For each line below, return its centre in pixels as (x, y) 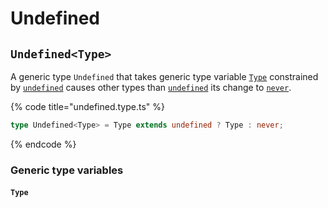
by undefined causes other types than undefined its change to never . (151, 87)
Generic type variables (67, 170)
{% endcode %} (43, 144)
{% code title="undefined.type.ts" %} (87, 106)
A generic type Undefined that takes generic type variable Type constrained (164, 76)
